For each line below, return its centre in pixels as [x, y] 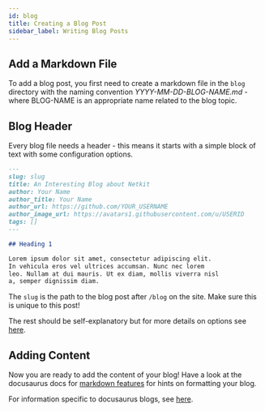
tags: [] [23, 222]
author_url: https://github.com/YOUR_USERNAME [88, 207]
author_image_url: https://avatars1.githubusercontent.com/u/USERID [126, 215]
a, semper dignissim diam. [54, 281]
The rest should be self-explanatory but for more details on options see [128, 321]
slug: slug [27, 176]
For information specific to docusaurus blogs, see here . [101, 399]
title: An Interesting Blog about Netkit [79, 184]
